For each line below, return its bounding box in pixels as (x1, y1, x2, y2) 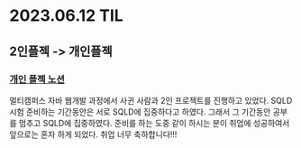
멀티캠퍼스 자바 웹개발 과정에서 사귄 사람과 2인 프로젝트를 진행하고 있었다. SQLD (9, 95, 293, 106)
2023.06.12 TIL (9, 5, 123, 26)
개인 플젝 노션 (9, 73, 66, 86)
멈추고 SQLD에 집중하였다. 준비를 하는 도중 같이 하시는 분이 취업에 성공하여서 (18, 117, 290, 128)
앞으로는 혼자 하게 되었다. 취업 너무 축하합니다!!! (9, 128, 178, 140)
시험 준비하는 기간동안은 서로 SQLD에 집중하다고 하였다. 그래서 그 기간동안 (9, 106, 271, 117)
